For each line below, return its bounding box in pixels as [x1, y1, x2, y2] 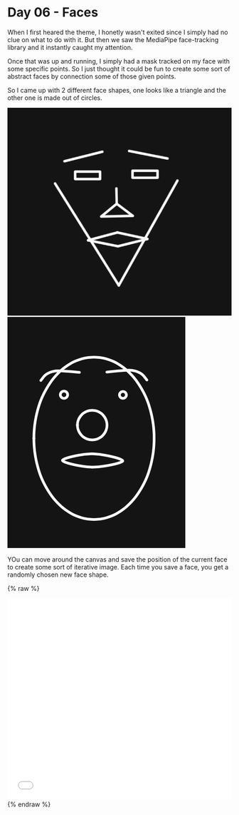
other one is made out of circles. [7, 93, 103, 102]
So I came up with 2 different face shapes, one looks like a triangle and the [7, 86, 226, 94]
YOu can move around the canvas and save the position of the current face [7, 555, 228, 564]
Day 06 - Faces [7, 4, 98, 21]
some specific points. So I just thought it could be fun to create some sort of [7, 64, 230, 73]
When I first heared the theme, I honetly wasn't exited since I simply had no [7, 28, 228, 36]
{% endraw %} [7, 800, 51, 809]
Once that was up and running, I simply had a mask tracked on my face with [7, 56, 230, 65]
